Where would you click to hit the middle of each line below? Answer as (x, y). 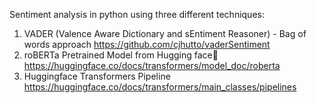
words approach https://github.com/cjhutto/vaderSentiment (147, 44)
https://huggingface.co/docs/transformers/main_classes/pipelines (160, 87)
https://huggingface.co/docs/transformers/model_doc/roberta (152, 65)
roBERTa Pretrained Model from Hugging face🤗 (121, 55)
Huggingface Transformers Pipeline (97, 76)
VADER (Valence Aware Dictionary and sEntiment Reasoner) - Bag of (165, 33)
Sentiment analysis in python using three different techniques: (137, 14)
